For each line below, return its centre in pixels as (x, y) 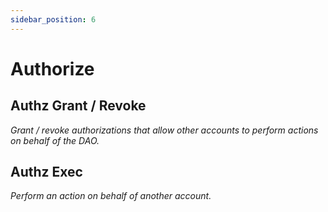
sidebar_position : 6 (53, 19)
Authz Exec (46, 172)
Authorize (52, 68)
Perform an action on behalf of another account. (111, 196)
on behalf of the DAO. (55, 140)
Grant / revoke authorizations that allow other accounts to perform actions (164, 130)
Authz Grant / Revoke (78, 106)
